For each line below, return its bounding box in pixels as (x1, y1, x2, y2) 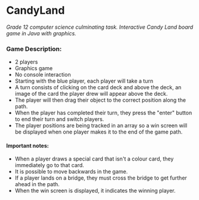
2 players (14, 58, 38, 66)
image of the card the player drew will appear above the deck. (14, 90, 169, 98)
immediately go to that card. (14, 162, 85, 169)
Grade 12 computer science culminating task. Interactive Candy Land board (6, 23, 194, 31)
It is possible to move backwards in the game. (14, 168, 128, 175)
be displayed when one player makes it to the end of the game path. (14, 128, 183, 135)
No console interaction (14, 71, 71, 78)
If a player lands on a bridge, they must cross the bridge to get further (14, 174, 187, 181)
